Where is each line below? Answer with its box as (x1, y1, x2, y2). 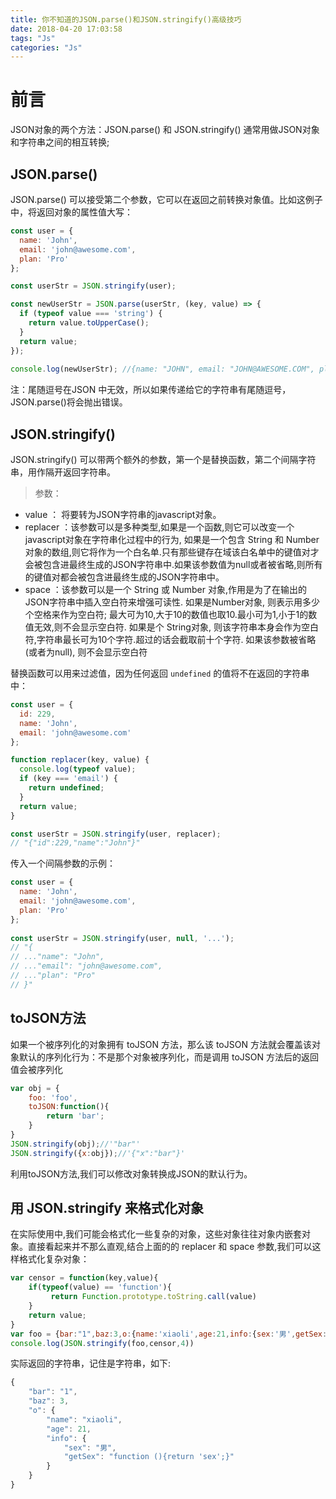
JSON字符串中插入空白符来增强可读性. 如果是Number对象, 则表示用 (24, 596, 303, 608)
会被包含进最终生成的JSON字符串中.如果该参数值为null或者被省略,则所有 (24, 559, 323, 571)
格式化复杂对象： (18, 1253, 90, 1265)
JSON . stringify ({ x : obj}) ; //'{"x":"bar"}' (10, 1148, 186, 1158)
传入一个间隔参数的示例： (10, 857, 116, 870)
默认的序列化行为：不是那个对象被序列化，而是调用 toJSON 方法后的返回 (18, 1051, 319, 1063)
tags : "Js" (10, 33, 56, 43)
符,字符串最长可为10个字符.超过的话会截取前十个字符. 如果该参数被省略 (24, 634, 317, 646)
